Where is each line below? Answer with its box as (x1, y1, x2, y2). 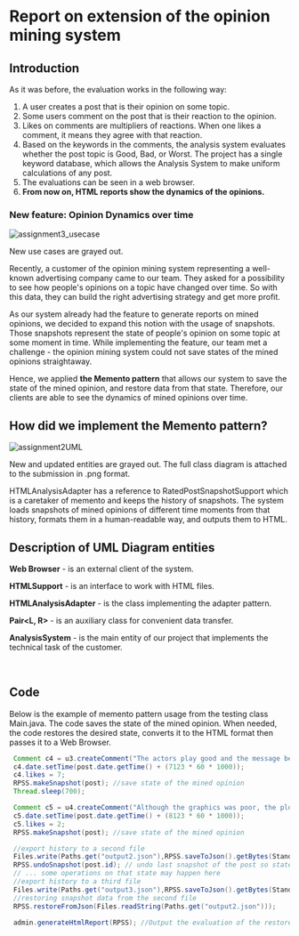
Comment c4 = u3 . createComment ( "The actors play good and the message (12, 754, 280, 763)
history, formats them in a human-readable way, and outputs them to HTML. (9, 514, 287, 525)
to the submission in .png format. (9, 469, 131, 480)
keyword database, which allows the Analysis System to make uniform (21, 158, 280, 168)
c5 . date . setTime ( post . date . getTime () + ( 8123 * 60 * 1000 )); (12, 811, 245, 820)
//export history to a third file (12, 877, 141, 886)
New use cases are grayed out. (9, 246, 124, 257)
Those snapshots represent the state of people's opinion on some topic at (9, 327, 280, 339)
